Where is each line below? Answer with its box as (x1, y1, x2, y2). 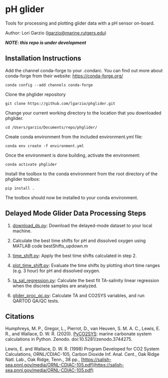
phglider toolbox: (5, 176, 41, 182)
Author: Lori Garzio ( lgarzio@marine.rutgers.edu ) (5, 30, 107, 36)
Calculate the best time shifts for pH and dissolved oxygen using (12, 237, 146, 243)
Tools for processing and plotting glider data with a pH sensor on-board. (5, 20, 155, 26)
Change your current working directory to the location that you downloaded (5, 109, 161, 116)
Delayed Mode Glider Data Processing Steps (5, 209, 146, 218)
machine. (12, 227, 32, 234)
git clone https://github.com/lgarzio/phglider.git (5, 101, 115, 106)
